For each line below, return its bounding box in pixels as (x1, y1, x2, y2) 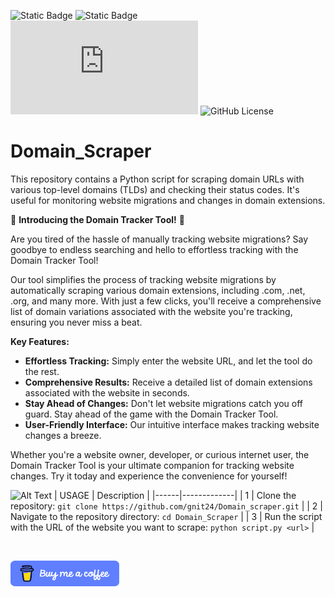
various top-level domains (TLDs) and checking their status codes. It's (10, 183, 300, 195)
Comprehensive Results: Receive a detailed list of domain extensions (24, 376, 313, 388)
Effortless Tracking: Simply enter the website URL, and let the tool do (24, 355, 313, 367)
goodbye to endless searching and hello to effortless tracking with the (10, 243, 299, 255)
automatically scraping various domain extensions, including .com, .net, (10, 284, 306, 296)
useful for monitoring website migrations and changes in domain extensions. (10, 194, 326, 206)
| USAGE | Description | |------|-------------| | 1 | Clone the (54, 489, 297, 501)
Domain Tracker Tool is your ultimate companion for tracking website (10, 459, 295, 471)
